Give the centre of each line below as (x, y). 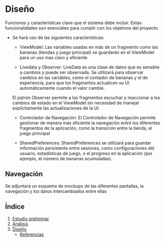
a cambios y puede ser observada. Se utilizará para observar (82, 72)
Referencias (32, 234)
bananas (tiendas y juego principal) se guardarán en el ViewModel (87, 52)
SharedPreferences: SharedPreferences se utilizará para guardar (85, 143)
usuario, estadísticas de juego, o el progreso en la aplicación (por (86, 153)
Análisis (20, 224)
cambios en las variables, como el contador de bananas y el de (83, 77)
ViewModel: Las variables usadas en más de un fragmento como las (89, 47)
